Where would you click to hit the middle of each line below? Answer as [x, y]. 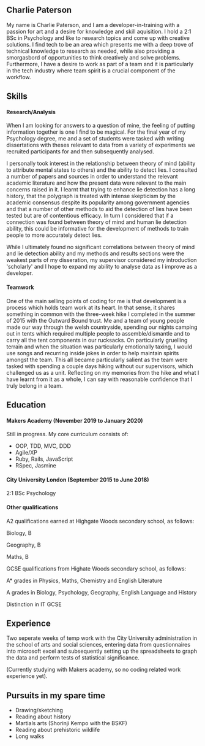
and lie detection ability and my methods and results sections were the [95, 253]
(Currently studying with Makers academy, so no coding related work [94, 670]
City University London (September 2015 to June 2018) [78, 479]
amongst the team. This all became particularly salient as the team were [97, 360]
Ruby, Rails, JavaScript [44, 459]
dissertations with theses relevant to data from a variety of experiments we [101, 145]
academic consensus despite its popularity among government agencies [98, 202]
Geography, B [24, 545]
